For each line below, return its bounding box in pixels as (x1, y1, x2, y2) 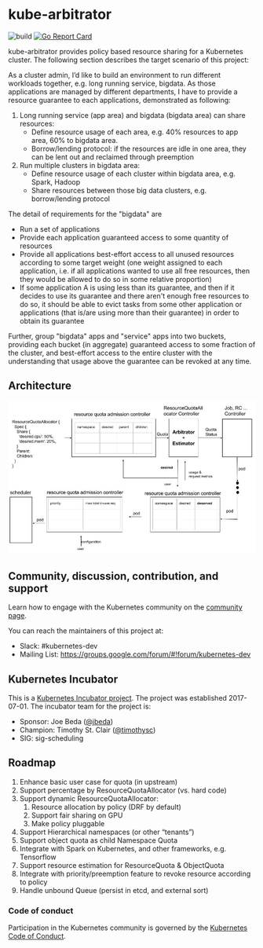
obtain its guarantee (19, 316, 85, 325)
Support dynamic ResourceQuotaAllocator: (19, 793, 159, 803)
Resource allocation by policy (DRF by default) (31, 802, 182, 811)
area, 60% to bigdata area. (31, 135, 119, 145)
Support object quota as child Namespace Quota (19, 835, 178, 845)
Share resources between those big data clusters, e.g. (31, 185, 207, 195)
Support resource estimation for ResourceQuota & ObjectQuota (19, 860, 225, 869)
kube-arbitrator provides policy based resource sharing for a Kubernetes (8, 46, 243, 56)
